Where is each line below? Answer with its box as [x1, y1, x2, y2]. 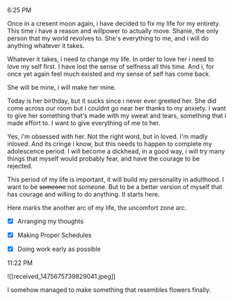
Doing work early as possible [17, 245, 101, 253]
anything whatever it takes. [7, 42, 85, 49]
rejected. [7, 162, 33, 170]
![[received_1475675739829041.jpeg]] [7, 272, 116, 281]
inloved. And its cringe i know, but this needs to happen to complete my [7, 140, 212, 148]
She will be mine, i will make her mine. [7, 83, 116, 91]
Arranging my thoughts [17, 217, 84, 225]
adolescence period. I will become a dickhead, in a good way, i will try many [7, 147, 225, 155]
